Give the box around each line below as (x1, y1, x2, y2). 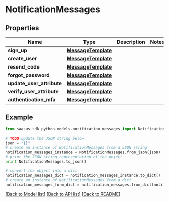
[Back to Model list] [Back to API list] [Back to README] (5, 191, 121, 197)
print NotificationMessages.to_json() (5, 159, 87, 164)
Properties (5, 24, 39, 32)
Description (116, 39, 145, 45)
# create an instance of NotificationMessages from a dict (5, 177, 132, 182)
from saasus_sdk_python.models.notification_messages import (5, 126, 136, 131)
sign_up (8, 47, 28, 54)
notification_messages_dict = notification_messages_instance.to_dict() (5, 173, 161, 178)
